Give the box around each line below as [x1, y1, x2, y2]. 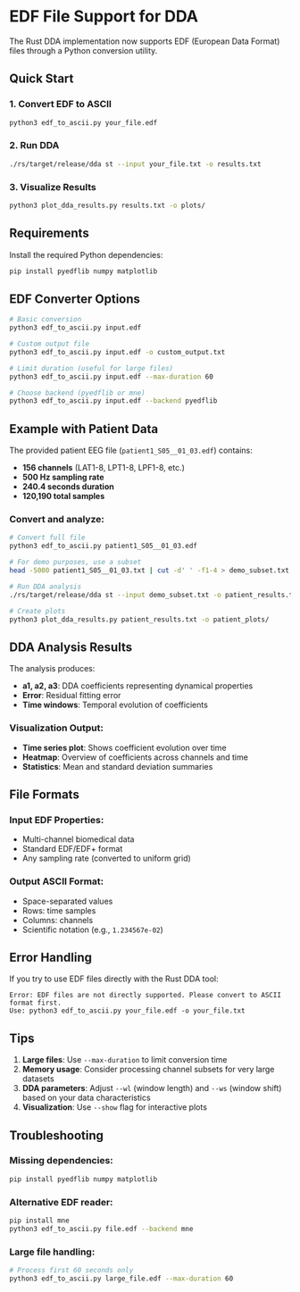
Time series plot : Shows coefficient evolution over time [21, 742, 227, 753]
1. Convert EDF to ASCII [9, 98, 112, 111]
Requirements [9, 226, 89, 241]
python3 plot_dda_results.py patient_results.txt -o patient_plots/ [9, 614, 270, 624]
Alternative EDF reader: [9, 1196, 113, 1208]
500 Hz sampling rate [21, 471, 104, 483]
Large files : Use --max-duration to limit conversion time [21, 1054, 228, 1065]
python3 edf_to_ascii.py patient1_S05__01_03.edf [9, 542, 198, 551]
